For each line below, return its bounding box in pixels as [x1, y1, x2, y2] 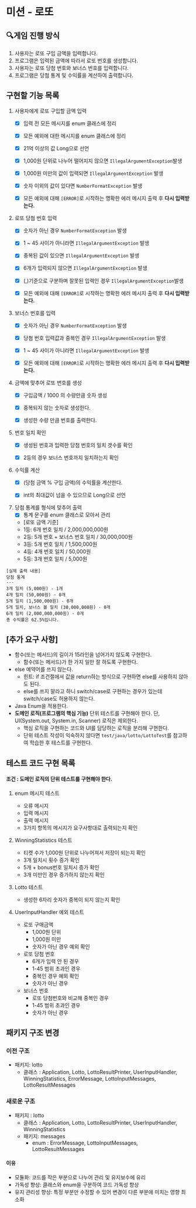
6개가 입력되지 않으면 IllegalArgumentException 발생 [23, 265, 147, 272]
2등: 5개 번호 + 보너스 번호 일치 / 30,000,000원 [23, 534, 133, 541]
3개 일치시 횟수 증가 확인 [23, 856, 80, 863]
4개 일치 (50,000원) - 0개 [6, 592, 66, 598]
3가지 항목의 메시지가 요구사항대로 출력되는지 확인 [23, 824, 138, 831]
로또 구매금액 [23, 921, 54, 928]
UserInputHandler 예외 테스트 [14, 908, 84, 916]
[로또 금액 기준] [23, 519, 59, 526]
